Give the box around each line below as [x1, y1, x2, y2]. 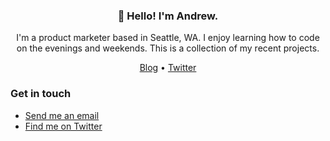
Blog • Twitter [139, 62, 197, 74]
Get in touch [10, 87, 72, 101]
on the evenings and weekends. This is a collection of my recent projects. [16, 42, 320, 54]
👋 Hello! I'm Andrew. [117, 9, 219, 23]
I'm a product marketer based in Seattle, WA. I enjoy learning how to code [16, 32, 320, 44]
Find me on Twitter [24, 120, 103, 132]
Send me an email [24, 109, 100, 121]
